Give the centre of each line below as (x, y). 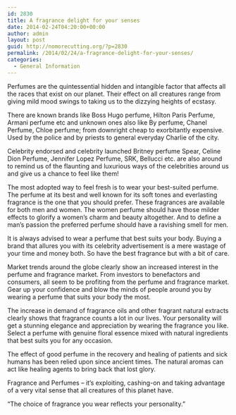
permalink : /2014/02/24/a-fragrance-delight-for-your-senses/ (100, 54)
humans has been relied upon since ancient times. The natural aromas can (116, 361)
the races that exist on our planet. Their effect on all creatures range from (114, 94)
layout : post (26, 40)
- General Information (47, 66)
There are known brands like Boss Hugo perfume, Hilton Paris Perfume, (111, 115)
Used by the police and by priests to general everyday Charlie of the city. (113, 137)
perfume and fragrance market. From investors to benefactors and (104, 274)
